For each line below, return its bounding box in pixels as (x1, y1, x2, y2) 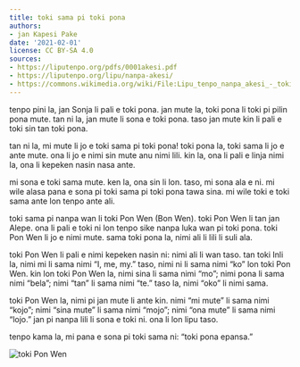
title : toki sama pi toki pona (9, 13, 126, 22)
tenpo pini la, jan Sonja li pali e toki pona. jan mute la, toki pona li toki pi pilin (9, 104, 288, 114)
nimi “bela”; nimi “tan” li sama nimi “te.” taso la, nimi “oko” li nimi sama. (9, 278, 269, 288)
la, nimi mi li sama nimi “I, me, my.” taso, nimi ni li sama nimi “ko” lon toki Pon (9, 258, 291, 269)
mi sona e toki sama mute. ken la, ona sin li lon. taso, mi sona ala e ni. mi (9, 176, 275, 188)
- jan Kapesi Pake (9, 29, 78, 38)
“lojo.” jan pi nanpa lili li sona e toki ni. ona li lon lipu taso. (9, 313, 219, 324)
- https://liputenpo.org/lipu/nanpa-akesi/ (9, 71, 174, 80)
